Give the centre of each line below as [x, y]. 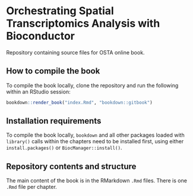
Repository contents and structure [71, 166]
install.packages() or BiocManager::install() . [64, 148]
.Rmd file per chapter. [32, 187]
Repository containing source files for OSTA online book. [75, 52]
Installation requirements [54, 121]
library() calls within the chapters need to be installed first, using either [95, 142]
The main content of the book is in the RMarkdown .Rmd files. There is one [96, 181]
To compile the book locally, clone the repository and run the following [92, 85]
